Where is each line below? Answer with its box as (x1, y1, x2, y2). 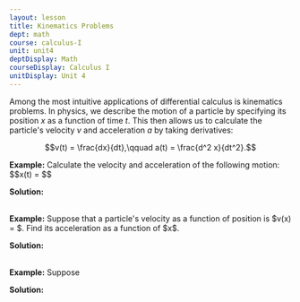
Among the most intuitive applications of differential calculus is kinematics (9, 96, 284, 107)
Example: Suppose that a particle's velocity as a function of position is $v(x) (9, 212, 292, 224)
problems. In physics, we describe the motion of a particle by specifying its (9, 105, 287, 116)
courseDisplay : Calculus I (9, 64, 110, 73)
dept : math (9, 30, 50, 39)
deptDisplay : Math (9, 55, 78, 64)
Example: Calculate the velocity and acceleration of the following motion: (9, 159, 280, 170)
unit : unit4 (9, 47, 54, 56)
